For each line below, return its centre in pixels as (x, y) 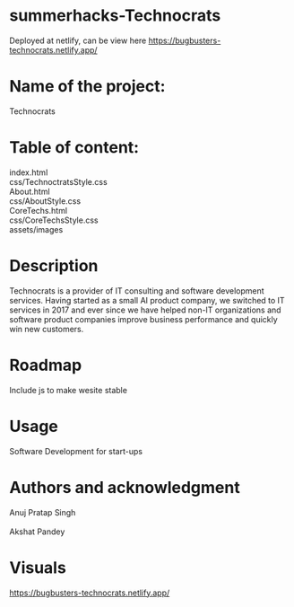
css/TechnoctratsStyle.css (58, 181)
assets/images (36, 229)
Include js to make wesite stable (69, 390)
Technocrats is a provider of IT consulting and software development (137, 290)
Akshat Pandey (37, 532)
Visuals (38, 567)
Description (54, 266)
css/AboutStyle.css (45, 201)
